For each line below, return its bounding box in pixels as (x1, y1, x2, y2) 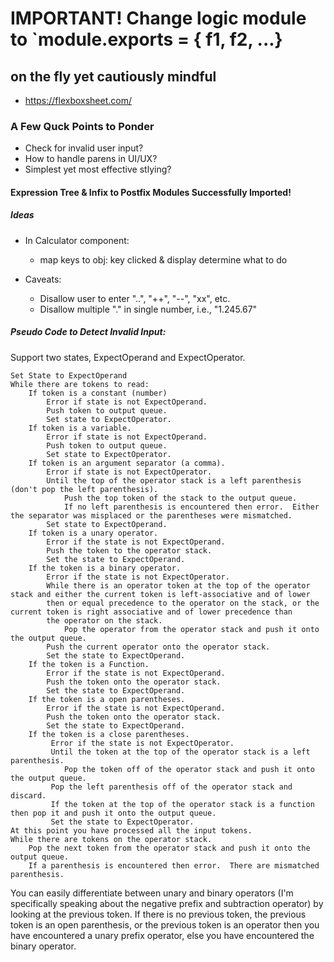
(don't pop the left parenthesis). (10, 484, 159, 494)
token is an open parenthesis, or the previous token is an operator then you (10, 918, 320, 931)
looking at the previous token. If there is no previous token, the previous (10, 908, 307, 920)
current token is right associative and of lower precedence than (10, 607, 293, 617)
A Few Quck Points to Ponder (10, 119, 155, 133)
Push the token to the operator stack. (46, 545, 213, 556)
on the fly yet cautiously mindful (10, 68, 217, 85)
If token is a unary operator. (28, 528, 159, 538)
